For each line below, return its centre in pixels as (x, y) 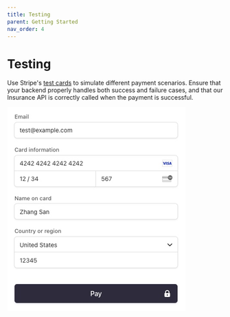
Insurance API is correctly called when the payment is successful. (100, 98)
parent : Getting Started (43, 22)
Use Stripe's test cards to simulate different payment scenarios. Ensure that (114, 83)
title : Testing (29, 14)
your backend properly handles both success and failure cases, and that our (115, 90)
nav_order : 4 (26, 29)
